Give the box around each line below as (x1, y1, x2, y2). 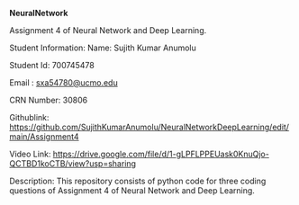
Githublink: (9, 112, 50, 122)
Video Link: (9, 148, 51, 159)
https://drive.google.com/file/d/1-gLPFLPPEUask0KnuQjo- (52, 148, 270, 159)
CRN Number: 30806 (9, 94, 88, 105)
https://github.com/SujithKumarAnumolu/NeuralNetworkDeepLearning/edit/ (9, 121, 290, 132)
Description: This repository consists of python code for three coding (9, 175, 267, 186)
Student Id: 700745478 (9, 60, 95, 70)
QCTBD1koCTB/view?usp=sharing (9, 158, 137, 169)
